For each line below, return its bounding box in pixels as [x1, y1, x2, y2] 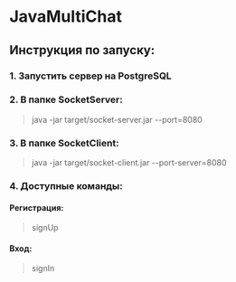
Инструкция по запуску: [9, 42, 156, 58]
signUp [31, 222, 59, 233]
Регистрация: [9, 202, 64, 213]
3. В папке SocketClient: [9, 136, 119, 149]
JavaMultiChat [9, 6, 122, 27]
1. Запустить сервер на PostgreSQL [9, 70, 172, 82]
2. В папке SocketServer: [9, 93, 124, 106]
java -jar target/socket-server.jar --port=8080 [31, 114, 203, 125]
